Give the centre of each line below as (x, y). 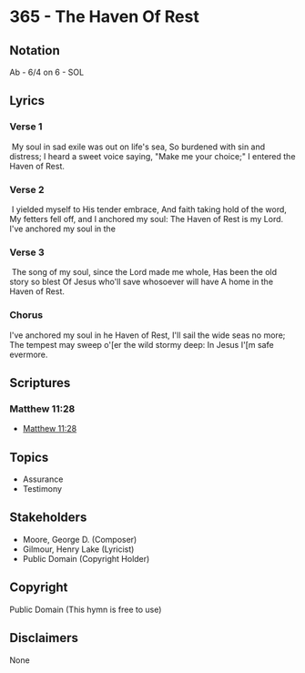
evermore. (29, 354)
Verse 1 (26, 127)
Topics (29, 457)
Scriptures (40, 383)
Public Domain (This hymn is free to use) (86, 609)
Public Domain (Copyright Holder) (86, 558)
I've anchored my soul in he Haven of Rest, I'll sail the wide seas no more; (147, 335)
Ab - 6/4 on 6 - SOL (47, 72)
